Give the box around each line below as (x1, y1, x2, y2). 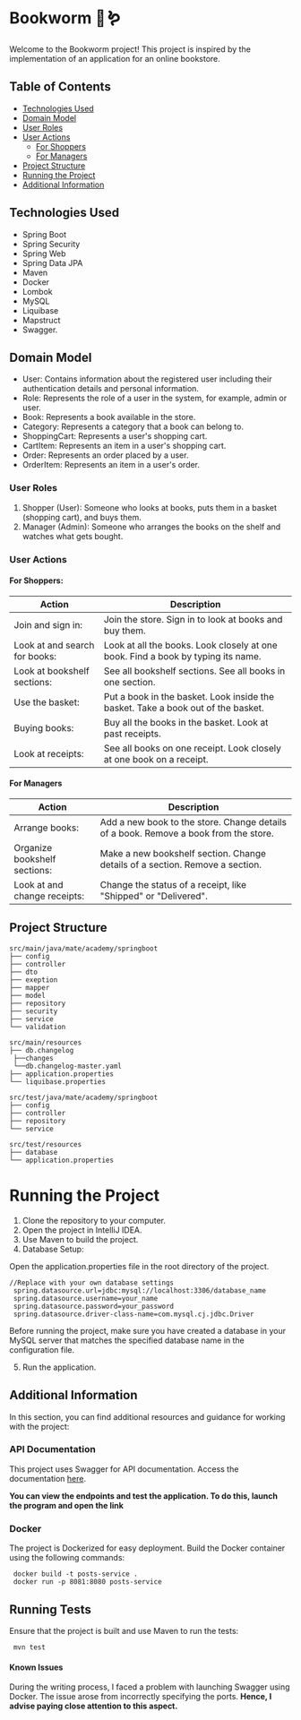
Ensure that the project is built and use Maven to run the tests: (9, 1625, 239, 1636)
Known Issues (9, 1662, 64, 1673)
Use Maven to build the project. (21, 1234, 139, 1244)
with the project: (9, 1421, 70, 1432)
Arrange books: (13, 821, 79, 834)
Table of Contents (9, 79, 112, 95)
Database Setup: (21, 1243, 84, 1254)
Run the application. (21, 1362, 97, 1372)
